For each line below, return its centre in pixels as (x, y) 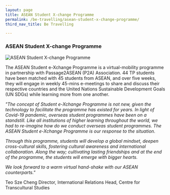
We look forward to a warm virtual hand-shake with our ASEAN (72, 167)
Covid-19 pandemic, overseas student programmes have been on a (76, 115)
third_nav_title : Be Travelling (39, 24)
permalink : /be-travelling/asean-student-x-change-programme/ (72, 19)
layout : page (19, 10)
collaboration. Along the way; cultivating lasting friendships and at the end (83, 152)
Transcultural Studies (27, 187)
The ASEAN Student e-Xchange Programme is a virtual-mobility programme (84, 67)
